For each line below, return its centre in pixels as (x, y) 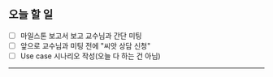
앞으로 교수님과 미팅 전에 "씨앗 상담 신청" (85, 45)
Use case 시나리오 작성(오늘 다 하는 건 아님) (90, 56)
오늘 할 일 (31, 15)
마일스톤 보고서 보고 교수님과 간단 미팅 (81, 36)
